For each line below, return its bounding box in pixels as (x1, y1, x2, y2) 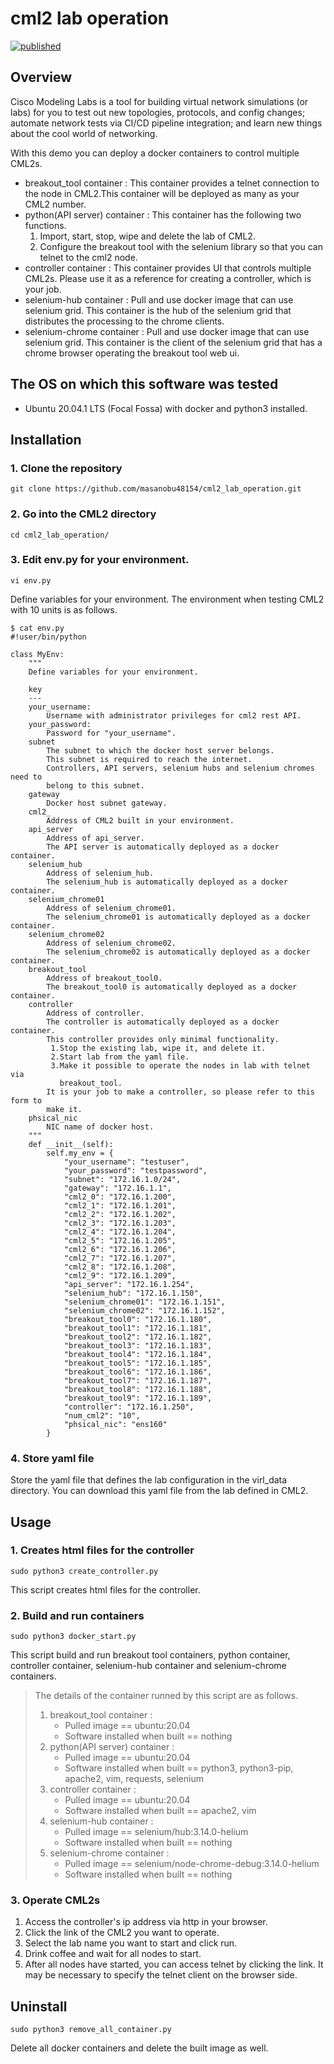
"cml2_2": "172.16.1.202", (63, 1209, 177, 1219)
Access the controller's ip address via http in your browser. (24, 1916, 268, 1928)
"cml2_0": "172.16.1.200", (63, 1192, 177, 1202)
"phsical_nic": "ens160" (63, 1419, 168, 1429)
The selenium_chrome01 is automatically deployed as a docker (46, 912, 311, 922)
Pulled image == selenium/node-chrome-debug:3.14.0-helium (64, 1858, 320, 1870)
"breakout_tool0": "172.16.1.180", (63, 1314, 213, 1324)
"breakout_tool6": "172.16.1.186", (63, 1367, 213, 1377)
